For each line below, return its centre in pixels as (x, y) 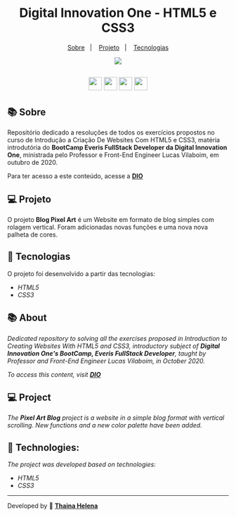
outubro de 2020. (33, 163)
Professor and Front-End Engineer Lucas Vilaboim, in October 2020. (106, 361)
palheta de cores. (33, 235)
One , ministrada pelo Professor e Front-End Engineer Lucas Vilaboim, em (113, 155)
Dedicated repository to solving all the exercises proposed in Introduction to (117, 338)
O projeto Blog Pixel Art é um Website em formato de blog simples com (111, 219)
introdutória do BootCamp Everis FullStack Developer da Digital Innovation (117, 148)
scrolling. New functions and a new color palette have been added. (105, 425)
